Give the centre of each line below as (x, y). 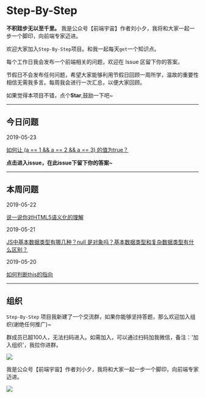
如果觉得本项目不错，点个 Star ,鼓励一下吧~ (60, 95)
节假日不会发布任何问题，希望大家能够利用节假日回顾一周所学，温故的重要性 (103, 74)
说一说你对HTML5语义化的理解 (45, 217)
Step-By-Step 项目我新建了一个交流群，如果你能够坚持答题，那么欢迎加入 (98, 317)
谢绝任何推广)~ (33, 324)
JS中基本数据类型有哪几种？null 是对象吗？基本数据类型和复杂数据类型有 (98, 242)
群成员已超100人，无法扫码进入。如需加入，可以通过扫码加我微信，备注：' (100, 337)
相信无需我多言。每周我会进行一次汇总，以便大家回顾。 (76, 82)
